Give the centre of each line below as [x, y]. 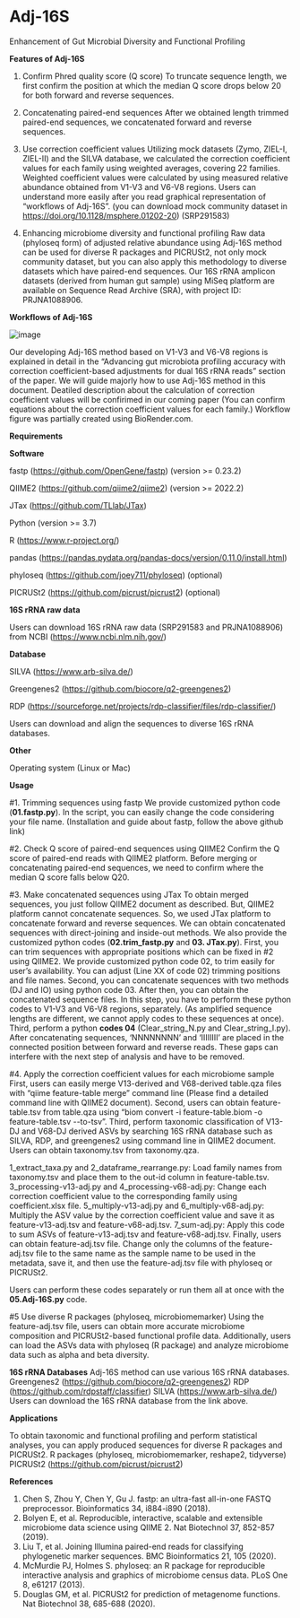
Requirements [36, 436]
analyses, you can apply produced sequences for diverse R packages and [146, 1445]
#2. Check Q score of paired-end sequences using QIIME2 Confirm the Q [145, 848]
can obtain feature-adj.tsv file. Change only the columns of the [125, 1243]
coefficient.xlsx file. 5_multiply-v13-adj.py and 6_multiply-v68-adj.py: [137, 1205]
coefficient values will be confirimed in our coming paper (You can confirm [147, 399]
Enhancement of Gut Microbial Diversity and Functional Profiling [128, 41]
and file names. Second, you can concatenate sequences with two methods [149, 980]
